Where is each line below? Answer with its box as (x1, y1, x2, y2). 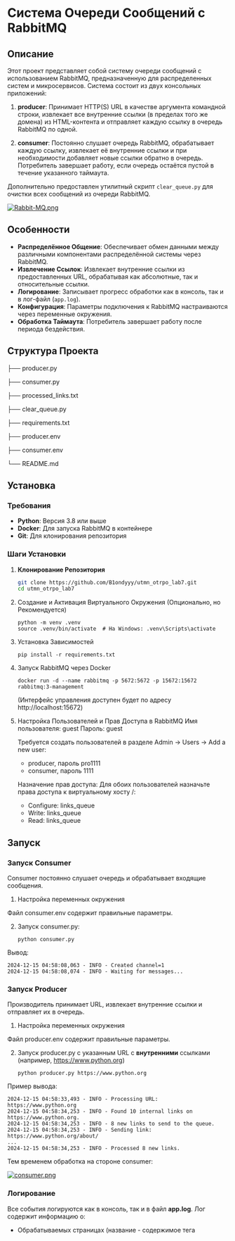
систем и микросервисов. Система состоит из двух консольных (7, 82, 201, 89)
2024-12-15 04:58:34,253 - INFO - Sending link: (7, 1126, 152, 1134)
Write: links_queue (27, 809, 82, 817)
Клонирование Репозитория (17, 565, 105, 574)
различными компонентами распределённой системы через (17, 250, 201, 258)
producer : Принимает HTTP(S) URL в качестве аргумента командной (17, 103, 226, 111)
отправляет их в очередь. (7, 1008, 85, 1016)
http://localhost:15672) (17, 703, 83, 712)
